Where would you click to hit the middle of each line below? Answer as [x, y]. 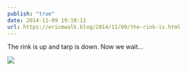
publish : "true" [31, 14]
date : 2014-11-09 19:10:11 [47, 20]
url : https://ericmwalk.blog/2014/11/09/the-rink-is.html [94, 27]
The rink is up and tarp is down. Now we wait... [75, 47]
